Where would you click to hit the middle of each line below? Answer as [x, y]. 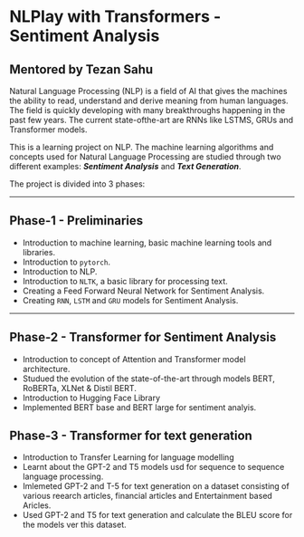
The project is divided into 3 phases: [77, 184]
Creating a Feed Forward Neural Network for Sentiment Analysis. [143, 291]
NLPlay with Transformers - [115, 17]
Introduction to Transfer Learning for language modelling [128, 457]
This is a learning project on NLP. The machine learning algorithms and [142, 147]
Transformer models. [48, 129]
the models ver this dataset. [74, 525]
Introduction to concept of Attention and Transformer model [134, 359]
